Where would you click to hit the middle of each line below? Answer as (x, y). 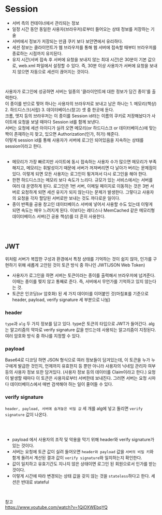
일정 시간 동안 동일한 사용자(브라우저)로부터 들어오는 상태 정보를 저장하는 (81, 29)
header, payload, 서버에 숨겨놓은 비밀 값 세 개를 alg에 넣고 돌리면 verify (74, 408)
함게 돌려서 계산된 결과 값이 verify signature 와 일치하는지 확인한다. (77, 458)
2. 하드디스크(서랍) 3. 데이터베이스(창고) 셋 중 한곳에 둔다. (60, 109)
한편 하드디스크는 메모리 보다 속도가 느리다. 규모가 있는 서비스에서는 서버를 (82, 180)
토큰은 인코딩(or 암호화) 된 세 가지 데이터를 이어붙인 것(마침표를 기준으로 (80, 293)
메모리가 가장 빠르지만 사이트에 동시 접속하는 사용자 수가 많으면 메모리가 (80, 161)
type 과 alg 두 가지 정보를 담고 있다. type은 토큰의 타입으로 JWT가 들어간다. (76, 324)
